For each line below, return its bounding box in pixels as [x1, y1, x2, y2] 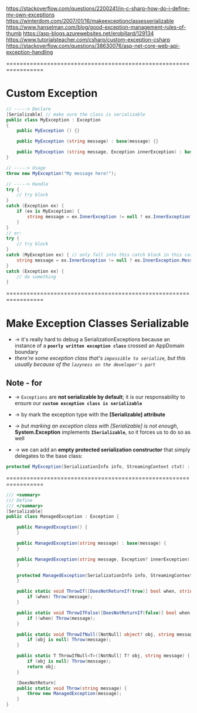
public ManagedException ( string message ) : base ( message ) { [16, 541, 167, 546]
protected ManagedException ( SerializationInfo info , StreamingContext [16, 572, 193, 578]
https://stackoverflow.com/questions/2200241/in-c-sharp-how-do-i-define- [6, 5, 191, 12]
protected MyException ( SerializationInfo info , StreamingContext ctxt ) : [6, 464, 191, 470]
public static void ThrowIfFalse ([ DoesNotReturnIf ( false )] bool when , [16, 610, 193, 616]
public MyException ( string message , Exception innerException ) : [16, 149, 182, 155]
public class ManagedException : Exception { [6, 514, 119, 520]
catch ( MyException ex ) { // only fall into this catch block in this [6, 252, 182, 258]
